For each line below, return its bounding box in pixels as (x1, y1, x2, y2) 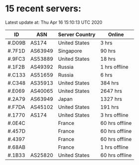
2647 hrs (100, 87, 123, 94)
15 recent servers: (5, 3, 81, 14)
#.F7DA (7, 103, 26, 110)
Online (108, 31, 124, 38)
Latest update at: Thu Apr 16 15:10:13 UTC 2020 (5, 19, 103, 25)
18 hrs (100, 55, 116, 62)
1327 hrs (100, 95, 123, 102)
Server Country (58, 31, 96, 38)
